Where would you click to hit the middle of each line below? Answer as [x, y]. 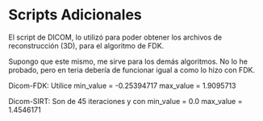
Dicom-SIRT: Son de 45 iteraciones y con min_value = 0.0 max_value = [125, 101]
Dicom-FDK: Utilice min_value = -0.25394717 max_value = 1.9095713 [122, 86]
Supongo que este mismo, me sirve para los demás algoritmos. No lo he [128, 61]
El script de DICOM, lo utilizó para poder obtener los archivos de [115, 37]
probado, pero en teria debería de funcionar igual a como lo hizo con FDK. [132, 69]
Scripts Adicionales [75, 15]
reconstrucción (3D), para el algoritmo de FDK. [86, 45]
